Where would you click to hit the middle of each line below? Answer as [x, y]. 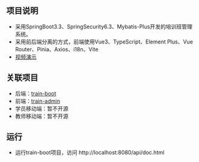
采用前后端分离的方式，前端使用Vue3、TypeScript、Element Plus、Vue [104, 42]
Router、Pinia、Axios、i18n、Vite [57, 49]
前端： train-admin [38, 101]
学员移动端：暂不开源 [41, 108]
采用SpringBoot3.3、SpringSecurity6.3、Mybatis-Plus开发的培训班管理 [103, 27]
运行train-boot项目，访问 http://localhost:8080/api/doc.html [90, 152]
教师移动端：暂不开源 [41, 116]
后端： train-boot [35, 93]
